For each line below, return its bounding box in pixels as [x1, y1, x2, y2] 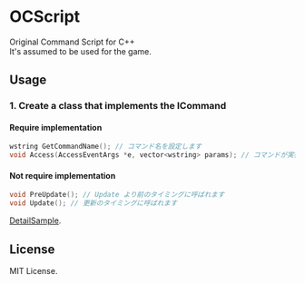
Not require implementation [9, 170, 116, 181]
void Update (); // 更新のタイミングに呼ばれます [9, 199, 178, 208]
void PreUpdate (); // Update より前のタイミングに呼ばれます [9, 191, 225, 200]
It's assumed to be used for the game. [9, 45, 152, 56]
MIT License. [9, 265, 58, 276]
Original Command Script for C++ [9, 36, 135, 47]
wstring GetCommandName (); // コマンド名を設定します [9, 142, 202, 152]
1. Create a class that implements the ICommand [9, 100, 227, 113]
